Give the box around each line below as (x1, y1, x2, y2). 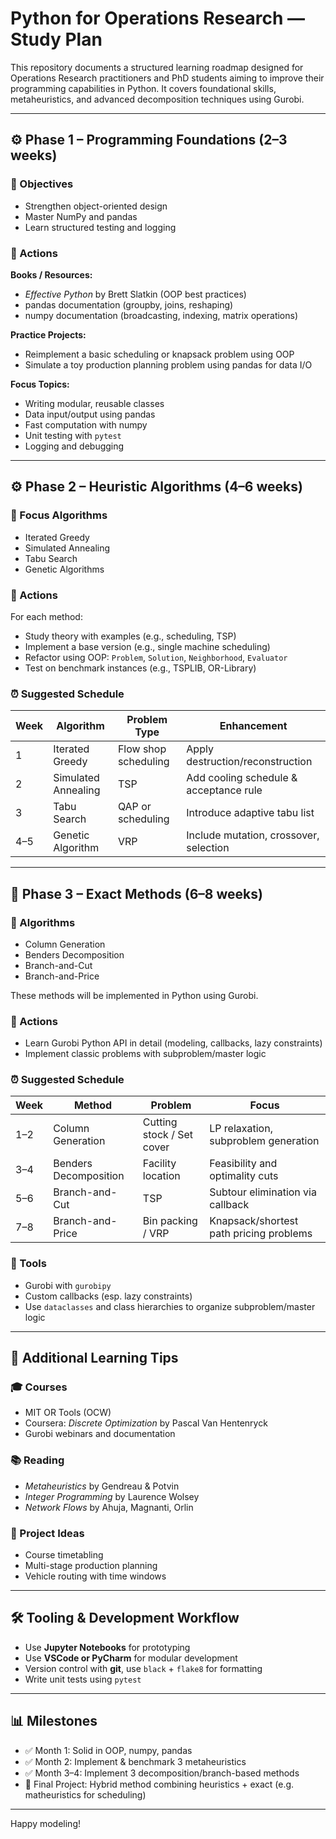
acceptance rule (186, 783, 263, 797)
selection (186, 841, 230, 855)
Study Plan (10, 28, 103, 51)
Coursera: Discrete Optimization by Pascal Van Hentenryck (24, 1417, 268, 1429)
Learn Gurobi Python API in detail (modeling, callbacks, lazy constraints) (24, 1037, 323, 1049)
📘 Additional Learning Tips (10, 1350, 179, 1367)
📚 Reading (10, 1453, 65, 1467)
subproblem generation (209, 1134, 320, 1148)
